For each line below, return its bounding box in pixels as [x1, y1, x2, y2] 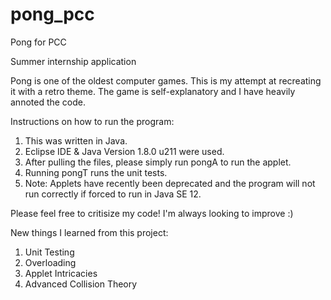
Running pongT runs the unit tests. [24, 166, 168, 178]
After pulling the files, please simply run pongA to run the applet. [24, 156, 292, 168]
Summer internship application [10, 55, 137, 67]
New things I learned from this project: [10, 226, 169, 238]
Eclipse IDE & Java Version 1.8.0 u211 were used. [24, 145, 225, 157]
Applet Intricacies [24, 267, 98, 279]
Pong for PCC [10, 36, 67, 48]
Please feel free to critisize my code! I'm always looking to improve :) [10, 207, 294, 219]
